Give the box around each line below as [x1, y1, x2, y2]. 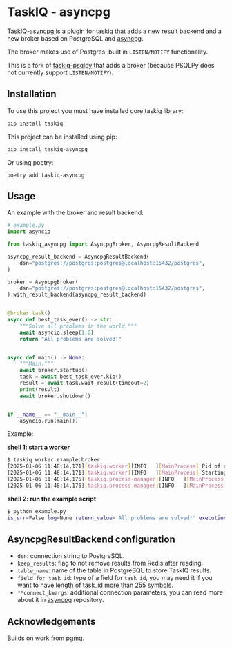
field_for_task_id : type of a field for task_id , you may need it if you [17, 574, 213, 582]
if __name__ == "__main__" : [7, 411, 88, 418]
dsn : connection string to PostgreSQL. [17, 552, 125, 560]
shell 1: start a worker [7, 443, 70, 452]
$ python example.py [7, 508, 67, 515]
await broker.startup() [19, 367, 88, 374]
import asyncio [7, 228, 51, 235]
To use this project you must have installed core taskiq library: [7, 106, 184, 114]
